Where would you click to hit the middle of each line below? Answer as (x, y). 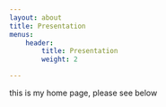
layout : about (36, 18)
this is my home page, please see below (83, 93)
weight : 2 (60, 59)
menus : (22, 34)
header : (39, 43)
